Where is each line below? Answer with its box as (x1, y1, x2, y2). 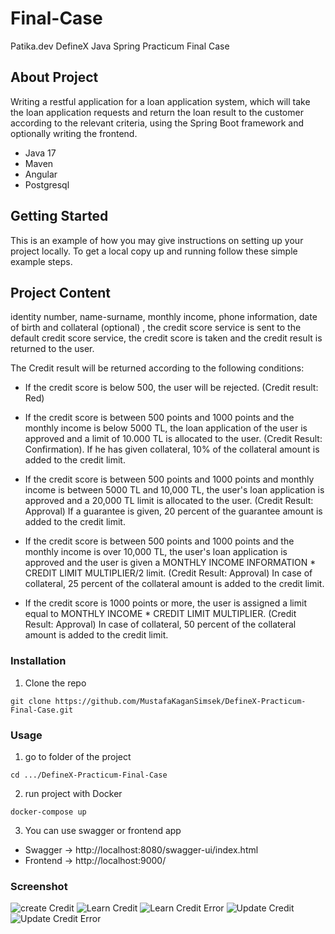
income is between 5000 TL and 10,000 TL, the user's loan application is (24, 484, 325, 496)
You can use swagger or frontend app (24, 824, 182, 836)
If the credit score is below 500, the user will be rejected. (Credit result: (24, 382, 319, 394)
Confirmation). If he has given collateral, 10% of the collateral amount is (24, 443, 320, 456)
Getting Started (10, 208, 109, 225)
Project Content (10, 284, 111, 301)
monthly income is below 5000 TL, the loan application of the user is (24, 422, 308, 434)
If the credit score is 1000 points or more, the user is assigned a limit (24, 597, 307, 609)
